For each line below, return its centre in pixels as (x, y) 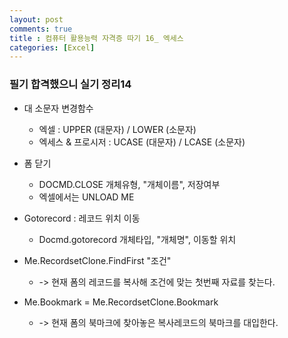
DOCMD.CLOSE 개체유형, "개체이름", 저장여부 (129, 184)
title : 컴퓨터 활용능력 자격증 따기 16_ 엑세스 (96, 38)
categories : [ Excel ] (52, 47)
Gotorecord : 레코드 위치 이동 (82, 218)
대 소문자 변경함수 (58, 108)
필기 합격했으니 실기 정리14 (70, 84)
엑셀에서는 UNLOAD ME (86, 197)
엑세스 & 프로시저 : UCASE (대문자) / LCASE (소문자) (142, 142)
